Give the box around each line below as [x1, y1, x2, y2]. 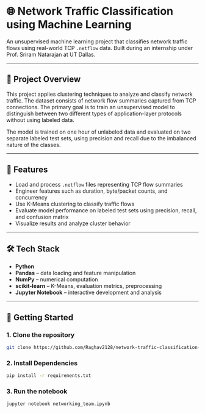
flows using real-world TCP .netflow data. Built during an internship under [6, 44, 193, 51]
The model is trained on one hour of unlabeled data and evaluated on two [6, 128, 191, 135]
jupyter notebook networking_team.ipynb [6, 401, 111, 407]
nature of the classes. [6, 141, 61, 148]
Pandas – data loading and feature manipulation [15, 270, 136, 277]
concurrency [15, 193, 48, 201]
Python [15, 263, 35, 270]
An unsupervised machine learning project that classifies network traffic [6, 38, 188, 45]
